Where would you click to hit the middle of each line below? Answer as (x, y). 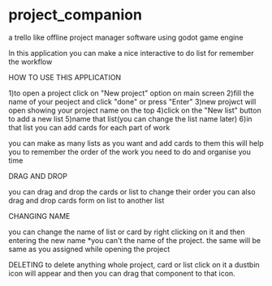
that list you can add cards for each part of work (89, 127)
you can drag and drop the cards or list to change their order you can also (132, 191)
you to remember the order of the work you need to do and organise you (130, 152)
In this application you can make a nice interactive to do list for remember (131, 53)
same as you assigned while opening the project (89, 249)
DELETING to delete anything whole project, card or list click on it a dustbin (134, 264)
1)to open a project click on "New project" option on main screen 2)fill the (131, 93)
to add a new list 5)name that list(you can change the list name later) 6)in (131, 118)
